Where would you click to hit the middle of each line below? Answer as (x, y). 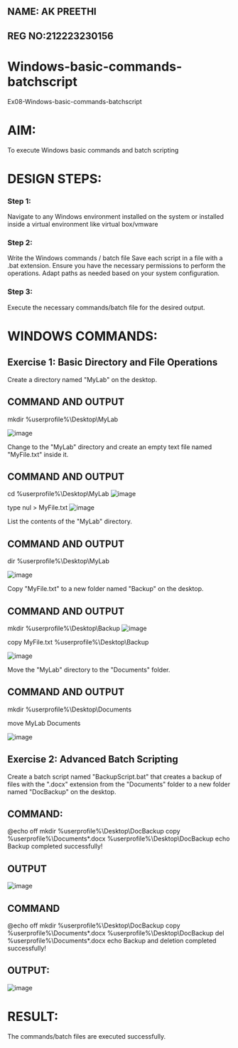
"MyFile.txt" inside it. (38, 454)
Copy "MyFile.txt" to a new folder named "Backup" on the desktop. (106, 589)
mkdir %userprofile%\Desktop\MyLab (63, 419)
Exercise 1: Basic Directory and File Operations (113, 363)
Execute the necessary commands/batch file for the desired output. (106, 307)
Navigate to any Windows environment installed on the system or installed (116, 217)
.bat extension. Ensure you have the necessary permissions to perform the (117, 266)
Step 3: (20, 292)
